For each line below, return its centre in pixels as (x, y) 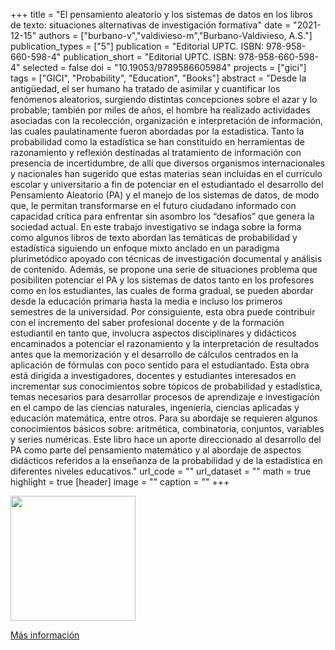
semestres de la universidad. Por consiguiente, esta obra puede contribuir (163, 312)
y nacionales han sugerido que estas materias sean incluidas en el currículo (166, 173)
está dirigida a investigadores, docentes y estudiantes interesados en (153, 375)
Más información (45, 635)
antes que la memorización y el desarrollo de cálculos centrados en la (154, 354)
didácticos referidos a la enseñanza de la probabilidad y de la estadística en (166, 460)
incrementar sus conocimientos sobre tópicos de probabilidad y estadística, (166, 386)
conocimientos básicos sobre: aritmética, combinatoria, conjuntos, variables (167, 428)
